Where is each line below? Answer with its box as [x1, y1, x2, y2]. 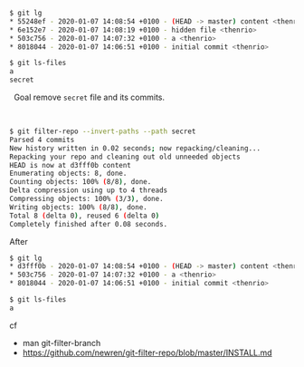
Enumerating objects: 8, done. [9, 169, 128, 179]
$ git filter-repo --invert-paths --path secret [9, 127, 196, 136]
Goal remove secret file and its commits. [13, 92, 166, 102]
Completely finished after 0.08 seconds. [9, 219, 168, 228]
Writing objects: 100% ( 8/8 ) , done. [9, 202, 147, 212]
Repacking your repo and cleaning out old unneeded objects [9, 152, 242, 161]
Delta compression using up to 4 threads [9, 186, 168, 195]
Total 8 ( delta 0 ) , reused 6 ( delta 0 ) [9, 211, 160, 220]
